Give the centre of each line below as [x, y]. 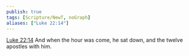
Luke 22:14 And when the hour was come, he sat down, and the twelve [95, 40]
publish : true [24, 12]
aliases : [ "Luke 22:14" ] [38, 23]
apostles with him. [29, 46]
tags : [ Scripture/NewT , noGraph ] [48, 17]
